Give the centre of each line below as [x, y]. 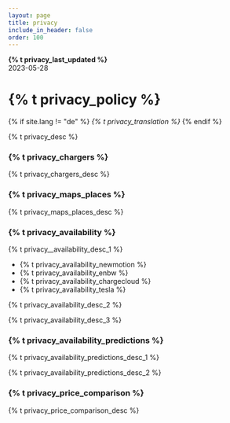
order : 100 [26, 37]
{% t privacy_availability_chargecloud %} [85, 281]
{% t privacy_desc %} [43, 137]
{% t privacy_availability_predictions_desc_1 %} [84, 358]
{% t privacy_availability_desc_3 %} [65, 320]
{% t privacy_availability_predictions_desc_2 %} [85, 373]
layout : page [29, 15]
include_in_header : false [50, 30]
